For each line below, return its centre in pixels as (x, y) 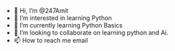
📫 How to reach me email (51, 40)
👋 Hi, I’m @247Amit (41, 11)
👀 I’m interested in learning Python (63, 18)
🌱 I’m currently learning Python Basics (68, 25)
